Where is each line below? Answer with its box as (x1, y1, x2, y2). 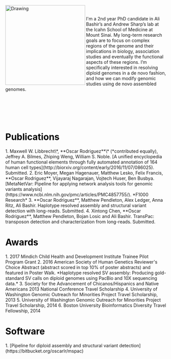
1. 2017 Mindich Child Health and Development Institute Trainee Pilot (5, 253, 149, 259)
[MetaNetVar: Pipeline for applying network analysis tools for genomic (5, 180, 153, 186)
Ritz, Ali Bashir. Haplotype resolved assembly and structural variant (5, 202, 146, 208)
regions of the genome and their (86, 43, 154, 49)
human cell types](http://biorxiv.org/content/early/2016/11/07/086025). (5, 164, 155, 171)
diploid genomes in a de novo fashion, (86, 70, 166, 76)
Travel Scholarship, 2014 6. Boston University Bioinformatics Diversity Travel (5, 302, 166, 308)
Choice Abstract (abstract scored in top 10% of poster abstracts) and (5, 264, 151, 270)
